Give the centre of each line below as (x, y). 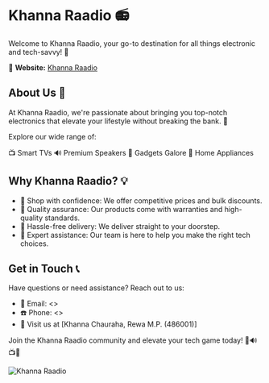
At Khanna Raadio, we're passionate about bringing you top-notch (118, 112)
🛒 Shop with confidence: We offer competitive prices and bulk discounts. (141, 200)
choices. (34, 244)
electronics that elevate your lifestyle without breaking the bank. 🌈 (118, 121)
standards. (62, 218)
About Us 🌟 (37, 93)
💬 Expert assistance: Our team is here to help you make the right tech (135, 235)
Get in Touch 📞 (44, 268)
